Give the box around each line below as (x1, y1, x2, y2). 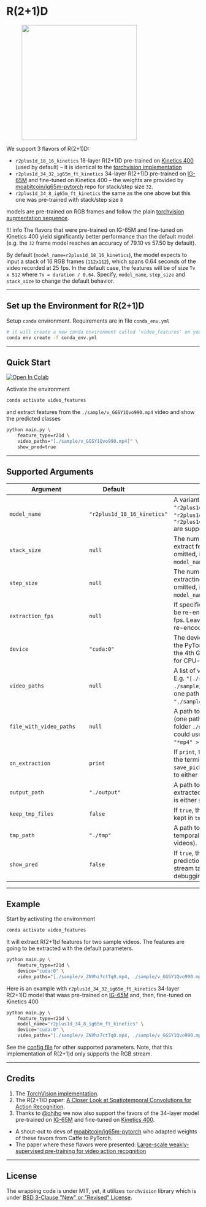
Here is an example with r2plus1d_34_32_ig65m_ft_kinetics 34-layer (6, 984, 180, 992)
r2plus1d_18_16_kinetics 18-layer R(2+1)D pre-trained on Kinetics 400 (15, 156, 194, 164)
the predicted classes (6, 415, 61, 423)
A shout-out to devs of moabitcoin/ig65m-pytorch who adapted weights (15, 1127, 197, 1135)
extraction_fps (9, 612, 54, 619)
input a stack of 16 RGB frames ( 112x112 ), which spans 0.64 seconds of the (6, 258, 196, 265)
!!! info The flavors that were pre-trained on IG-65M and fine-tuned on (6, 226, 183, 234)
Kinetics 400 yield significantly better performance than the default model (6, 232, 194, 240)
